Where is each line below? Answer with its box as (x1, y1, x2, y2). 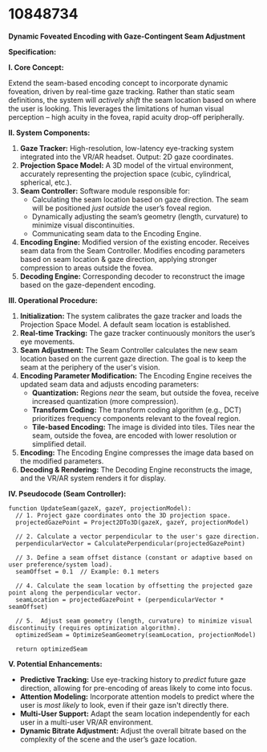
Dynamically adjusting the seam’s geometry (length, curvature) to (31, 211, 249, 221)
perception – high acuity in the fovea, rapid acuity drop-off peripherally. (8, 112, 245, 121)
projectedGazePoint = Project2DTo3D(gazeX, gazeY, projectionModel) (15, 518, 249, 526)
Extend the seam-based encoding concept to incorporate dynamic (8, 78, 229, 88)
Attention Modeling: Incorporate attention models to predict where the (19, 692, 255, 701)
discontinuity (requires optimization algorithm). (8, 623, 181, 631)
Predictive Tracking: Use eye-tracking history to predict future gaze (19, 674, 247, 684)
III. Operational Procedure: (8, 295, 98, 305)
